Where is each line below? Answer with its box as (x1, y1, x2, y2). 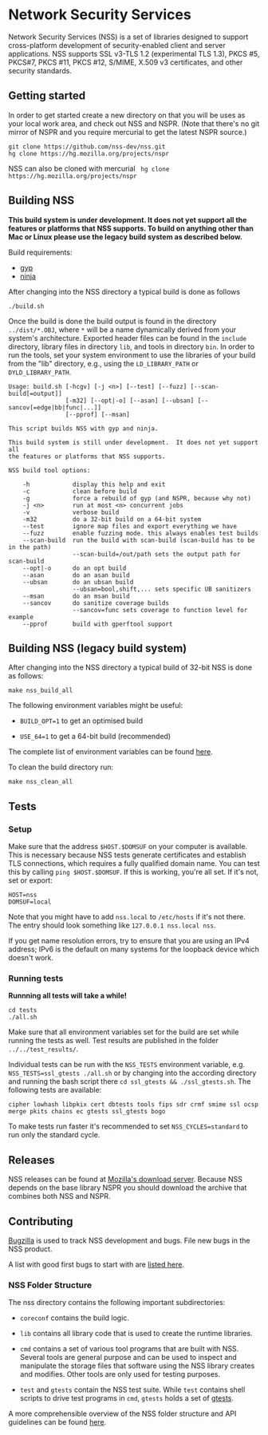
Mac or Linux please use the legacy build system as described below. (8, 231, 243, 241)
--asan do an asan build (22, 571, 130, 579)
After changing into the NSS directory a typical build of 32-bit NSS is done (8, 662, 253, 672)
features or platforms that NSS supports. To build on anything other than (8, 223, 254, 233)
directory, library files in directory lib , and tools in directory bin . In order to (8, 342, 255, 351)
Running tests (8, 972, 64, 983)
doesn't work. (8, 953, 54, 963)
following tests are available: (8, 1085, 102, 1095)
